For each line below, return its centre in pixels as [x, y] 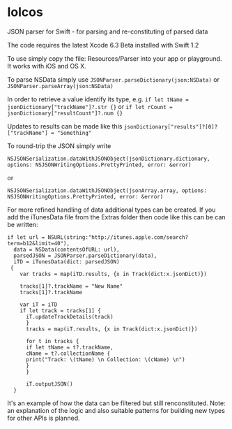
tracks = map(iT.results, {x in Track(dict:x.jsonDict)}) [111, 329]
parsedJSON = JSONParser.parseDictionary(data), [85, 256]
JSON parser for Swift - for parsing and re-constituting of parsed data [108, 31]
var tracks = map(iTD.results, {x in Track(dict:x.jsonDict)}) [114, 274]
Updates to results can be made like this [65, 126]
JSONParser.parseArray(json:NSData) [60, 86]
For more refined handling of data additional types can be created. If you [111, 210]
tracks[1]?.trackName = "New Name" [71, 286]
